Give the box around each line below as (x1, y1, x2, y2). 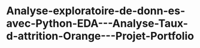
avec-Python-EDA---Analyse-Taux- (6, 17, 189, 30)
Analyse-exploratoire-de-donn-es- (6, 4, 186, 18)
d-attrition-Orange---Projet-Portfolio (6, 30, 195, 43)
